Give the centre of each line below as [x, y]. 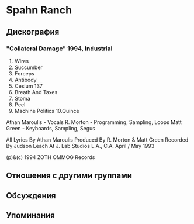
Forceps [25, 73]
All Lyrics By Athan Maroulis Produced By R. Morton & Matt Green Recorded [97, 139]
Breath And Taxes [36, 92]
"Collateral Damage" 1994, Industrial [59, 49]
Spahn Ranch [39, 10]
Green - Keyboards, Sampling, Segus [51, 128]
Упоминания [31, 216]
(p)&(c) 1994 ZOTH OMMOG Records [51, 157]
